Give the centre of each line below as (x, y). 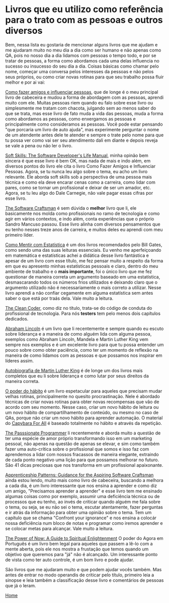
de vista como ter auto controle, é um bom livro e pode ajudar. (70, 560)
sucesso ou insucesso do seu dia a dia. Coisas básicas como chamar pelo (82, 66)
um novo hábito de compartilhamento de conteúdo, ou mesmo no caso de (82, 412)
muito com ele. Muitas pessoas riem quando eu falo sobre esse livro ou (79, 102)
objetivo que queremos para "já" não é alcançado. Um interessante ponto (81, 554)
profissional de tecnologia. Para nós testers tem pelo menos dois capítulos (83, 313)
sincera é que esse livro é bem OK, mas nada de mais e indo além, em (78, 160)
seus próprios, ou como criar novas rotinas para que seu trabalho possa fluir (84, 77)
